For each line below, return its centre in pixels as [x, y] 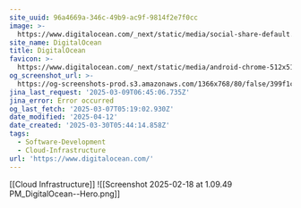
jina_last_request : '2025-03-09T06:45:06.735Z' [100, 92]
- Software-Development [61, 142]
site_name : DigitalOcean [56, 42]
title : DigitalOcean [48, 51]
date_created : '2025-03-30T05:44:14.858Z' [90, 126]
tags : [19, 134]
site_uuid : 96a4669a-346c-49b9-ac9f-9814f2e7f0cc [104, 17]
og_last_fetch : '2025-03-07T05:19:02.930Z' [92, 109]
